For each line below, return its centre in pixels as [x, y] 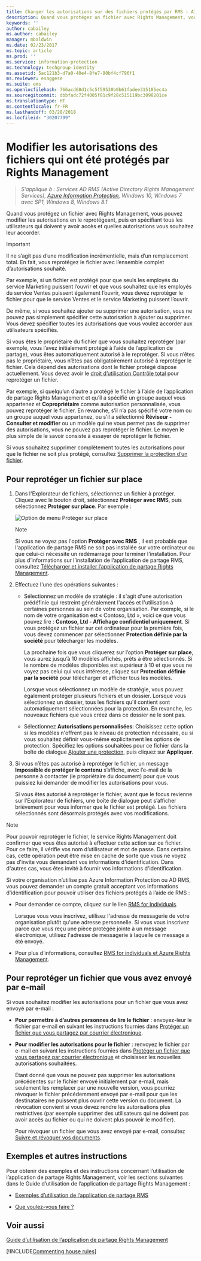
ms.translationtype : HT [36, 101]
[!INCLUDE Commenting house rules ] [51, 1251]
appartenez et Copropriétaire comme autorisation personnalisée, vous [93, 404]
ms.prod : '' [21, 56]
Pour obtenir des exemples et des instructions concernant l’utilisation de [95, 1171]
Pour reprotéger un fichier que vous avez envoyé [99, 978]
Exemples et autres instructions [67, 1156]
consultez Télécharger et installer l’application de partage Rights [94, 566]
